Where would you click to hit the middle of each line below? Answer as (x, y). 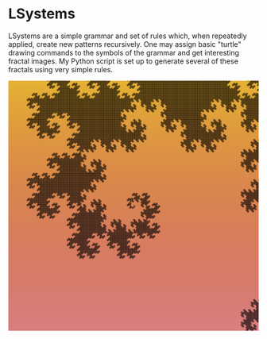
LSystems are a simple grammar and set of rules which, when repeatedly (128, 36)
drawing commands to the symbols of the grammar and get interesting (124, 52)
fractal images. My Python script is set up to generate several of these (123, 61)
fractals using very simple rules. (61, 69)
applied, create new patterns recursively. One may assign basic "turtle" (125, 44)
